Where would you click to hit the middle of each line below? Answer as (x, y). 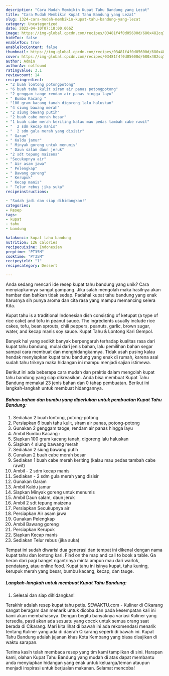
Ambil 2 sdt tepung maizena (42, 502)
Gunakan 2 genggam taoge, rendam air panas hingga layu (73, 428)
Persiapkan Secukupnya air (41, 508)
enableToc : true (23, 43)
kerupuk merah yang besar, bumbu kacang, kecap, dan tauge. (70, 571)
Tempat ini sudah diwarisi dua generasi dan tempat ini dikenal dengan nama (84, 550)
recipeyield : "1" (24, 261)
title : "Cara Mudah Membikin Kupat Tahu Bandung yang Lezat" (71, 15)
